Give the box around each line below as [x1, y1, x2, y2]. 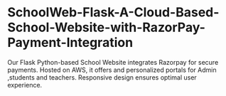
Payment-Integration [7, 35, 134, 50]
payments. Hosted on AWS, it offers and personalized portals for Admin [7, 65, 217, 74]
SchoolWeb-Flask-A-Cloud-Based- [7, 4, 220, 21]
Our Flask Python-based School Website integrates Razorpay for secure [7, 58, 219, 66]
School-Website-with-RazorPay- [7, 19, 206, 36]
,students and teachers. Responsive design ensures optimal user [7, 73, 197, 82]
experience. [7, 80, 43, 89]
